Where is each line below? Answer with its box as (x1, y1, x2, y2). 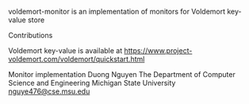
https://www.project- (124, 46, 193, 55)
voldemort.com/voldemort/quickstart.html (8, 55, 145, 64)
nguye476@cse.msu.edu (8, 87, 90, 96)
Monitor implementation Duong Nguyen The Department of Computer (8, 70, 236, 79)
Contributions (8, 31, 53, 40)
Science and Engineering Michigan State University (8, 79, 176, 87)
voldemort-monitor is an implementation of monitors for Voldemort (8, 7, 226, 16)
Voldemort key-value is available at (8, 46, 123, 55)
